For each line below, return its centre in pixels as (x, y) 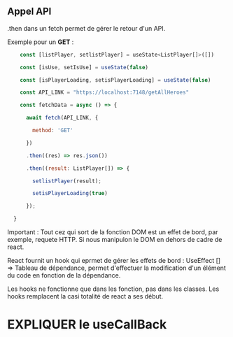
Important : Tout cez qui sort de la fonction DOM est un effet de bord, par (113, 232)
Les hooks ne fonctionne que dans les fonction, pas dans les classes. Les (113, 289)
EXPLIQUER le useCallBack (87, 325)
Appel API (29, 12)
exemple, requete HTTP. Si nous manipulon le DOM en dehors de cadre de (115, 240)
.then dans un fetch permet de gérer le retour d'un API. (86, 28)
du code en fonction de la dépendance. (64, 275)
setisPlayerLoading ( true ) (70, 194)
